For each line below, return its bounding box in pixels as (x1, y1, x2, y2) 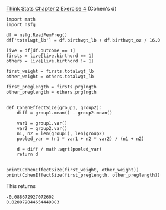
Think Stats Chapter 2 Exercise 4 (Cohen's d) (6, 5, 117, 12)
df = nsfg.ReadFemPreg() (6, 32, 68, 38)
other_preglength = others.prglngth (6, 89, 97, 95)
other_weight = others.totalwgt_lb (6, 74, 94, 79)
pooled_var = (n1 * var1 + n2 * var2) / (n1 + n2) (17, 136, 145, 142)
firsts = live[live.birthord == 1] (6, 53, 94, 59)
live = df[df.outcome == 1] (6, 47, 76, 53)
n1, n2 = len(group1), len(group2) (17, 131, 105, 136)
